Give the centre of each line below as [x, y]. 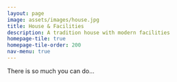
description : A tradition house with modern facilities [88, 32]
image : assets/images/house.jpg [53, 20]
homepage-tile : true [37, 39]
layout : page [26, 13]
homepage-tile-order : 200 [44, 45]
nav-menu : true [29, 52]
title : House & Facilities [46, 26]
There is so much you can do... [51, 71]
